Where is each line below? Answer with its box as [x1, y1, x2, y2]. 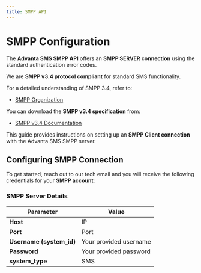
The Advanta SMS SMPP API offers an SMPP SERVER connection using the [6, 55, 195, 62]
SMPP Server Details [6, 192, 68, 200]
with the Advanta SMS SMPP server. [6, 137, 96, 144]
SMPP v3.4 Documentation [14, 119, 82, 126]
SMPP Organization [14, 96, 64, 103]
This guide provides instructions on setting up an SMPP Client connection [6, 130, 190, 138]
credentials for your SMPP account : [6, 177, 95, 184]
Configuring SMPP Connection [6, 155, 124, 165]
